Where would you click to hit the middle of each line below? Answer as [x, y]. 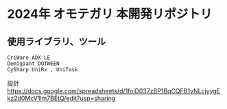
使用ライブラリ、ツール [57, 41]
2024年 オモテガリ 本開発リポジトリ [110, 14]
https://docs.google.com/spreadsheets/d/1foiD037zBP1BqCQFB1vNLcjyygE [114, 91]
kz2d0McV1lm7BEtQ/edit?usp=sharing [61, 98]
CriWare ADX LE [29, 58]
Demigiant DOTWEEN [33, 64]
